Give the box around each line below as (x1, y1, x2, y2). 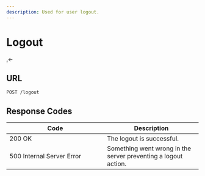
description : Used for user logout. (6, 9, 99, 15)
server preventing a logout (107, 152, 183, 161)
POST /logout (6, 89, 40, 95)
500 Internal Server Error (9, 152, 81, 161)
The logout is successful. (107, 134, 179, 143)
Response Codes (6, 106, 73, 116)
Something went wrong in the (107, 144, 192, 153)
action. (107, 159, 127, 168)
